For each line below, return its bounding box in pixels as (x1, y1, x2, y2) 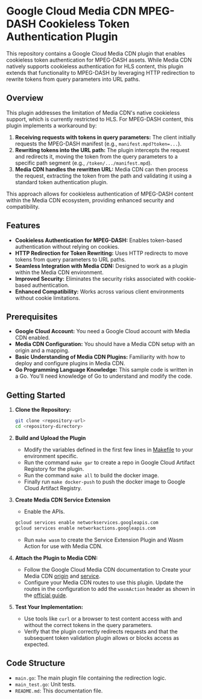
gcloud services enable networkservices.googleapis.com (14, 519, 159, 526)
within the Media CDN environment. (14, 269, 104, 276)
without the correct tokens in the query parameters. (24, 621, 153, 628)
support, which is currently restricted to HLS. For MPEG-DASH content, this (6, 115, 194, 123)
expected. (24, 640, 49, 648)
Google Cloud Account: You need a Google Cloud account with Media (14, 328, 191, 335)
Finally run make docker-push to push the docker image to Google (24, 478, 186, 485)
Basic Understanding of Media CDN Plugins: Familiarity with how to (14, 353, 186, 360)
